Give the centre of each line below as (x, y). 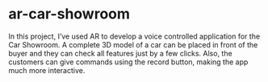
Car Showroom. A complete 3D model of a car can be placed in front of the (133, 44)
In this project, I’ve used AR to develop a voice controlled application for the (134, 36)
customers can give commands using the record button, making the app (128, 62)
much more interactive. (47, 70)
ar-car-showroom (69, 14)
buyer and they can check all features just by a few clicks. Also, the (120, 53)
